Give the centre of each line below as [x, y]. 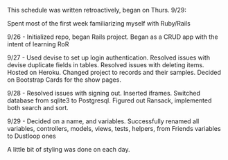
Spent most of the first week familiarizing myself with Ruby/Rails [99, 23]
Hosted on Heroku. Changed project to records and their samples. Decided [114, 72]
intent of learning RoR [38, 44]
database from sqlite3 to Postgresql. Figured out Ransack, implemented [109, 100]
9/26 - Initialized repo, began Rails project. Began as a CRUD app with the [113, 37]
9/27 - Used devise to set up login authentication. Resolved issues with [108, 57]
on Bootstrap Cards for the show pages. [64, 80]
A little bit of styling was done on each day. [69, 149]
